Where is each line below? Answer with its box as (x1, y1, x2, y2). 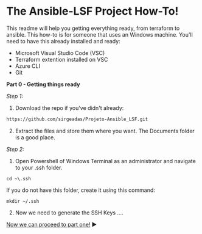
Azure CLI (15, 62, 41, 70)
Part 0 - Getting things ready (6, 81, 80, 88)
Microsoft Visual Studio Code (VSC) (15, 49, 105, 56)
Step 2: (6, 145, 24, 153)
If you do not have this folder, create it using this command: (6, 186, 155, 194)
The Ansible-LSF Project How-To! (6, 4, 179, 18)
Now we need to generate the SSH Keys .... (15, 209, 124, 216)
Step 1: (6, 92, 23, 100)
